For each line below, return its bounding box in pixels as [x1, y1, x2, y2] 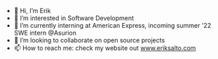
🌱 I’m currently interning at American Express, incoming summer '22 [13, 22, 212, 29]
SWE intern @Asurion [13, 28, 77, 37]
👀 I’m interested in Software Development [13, 14, 135, 22]
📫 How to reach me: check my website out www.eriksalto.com [13, 44, 196, 52]
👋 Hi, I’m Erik [13, 7, 51, 15]
